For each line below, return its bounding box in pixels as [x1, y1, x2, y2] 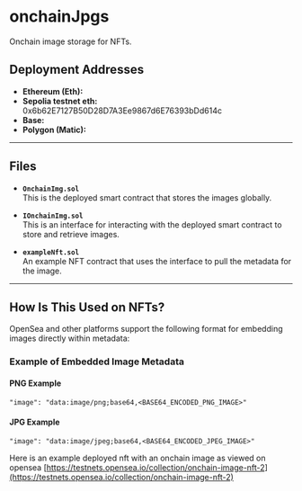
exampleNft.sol [22, 247, 80, 257]
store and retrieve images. [22, 228, 120, 239]
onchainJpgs [9, 6, 110, 27]
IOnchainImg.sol [22, 211, 84, 220]
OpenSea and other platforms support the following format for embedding [9, 324, 283, 335]
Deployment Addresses [9, 62, 145, 77]
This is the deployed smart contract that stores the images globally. [22, 192, 272, 203]
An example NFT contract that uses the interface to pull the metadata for [22, 255, 292, 266]
